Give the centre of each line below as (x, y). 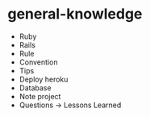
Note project (40, 96)
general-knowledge (75, 14)
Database (35, 88)
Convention (38, 62)
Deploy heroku (44, 79)
